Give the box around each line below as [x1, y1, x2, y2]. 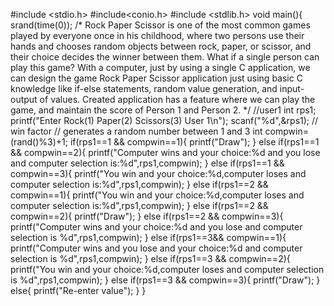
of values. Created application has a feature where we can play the [39, 94, 316, 105]
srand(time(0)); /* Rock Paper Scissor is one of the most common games [10, 19, 311, 31]
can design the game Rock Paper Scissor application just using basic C [10, 72, 303, 84]
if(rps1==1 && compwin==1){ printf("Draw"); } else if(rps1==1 [69, 136, 320, 148]
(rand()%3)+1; [10, 136, 68, 148]
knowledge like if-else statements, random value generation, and [10, 83, 278, 94]
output [10, 94, 38, 105]
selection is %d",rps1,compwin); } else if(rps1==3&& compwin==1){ [10, 232, 287, 243]
